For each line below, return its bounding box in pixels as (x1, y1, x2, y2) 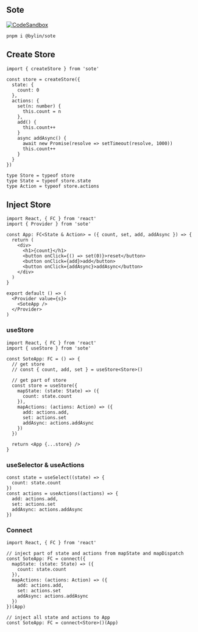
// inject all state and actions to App (6, 614, 111, 621)
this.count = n (22, 108, 62, 115)
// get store (12, 361, 45, 367)
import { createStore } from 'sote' (6, 65, 99, 72)
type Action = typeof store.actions (6, 183, 99, 189)
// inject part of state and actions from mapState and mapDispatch (6, 550, 184, 557)
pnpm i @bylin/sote (6, 33, 56, 39)
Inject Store (6, 199, 51, 210)
